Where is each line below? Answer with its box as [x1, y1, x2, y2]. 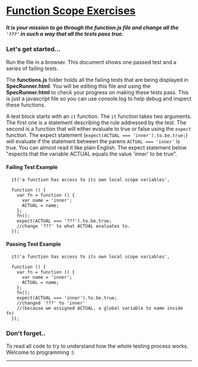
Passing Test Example [6, 240, 61, 248]
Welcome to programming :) [6, 349, 74, 356]
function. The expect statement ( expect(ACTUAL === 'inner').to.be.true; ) [6, 131, 188, 138]
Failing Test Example [6, 164, 58, 171]
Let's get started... [6, 45, 61, 54]
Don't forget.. [6, 329, 46, 337]
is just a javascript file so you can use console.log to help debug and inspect [6, 95, 192, 102]
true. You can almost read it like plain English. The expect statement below [6, 144, 187, 151]
